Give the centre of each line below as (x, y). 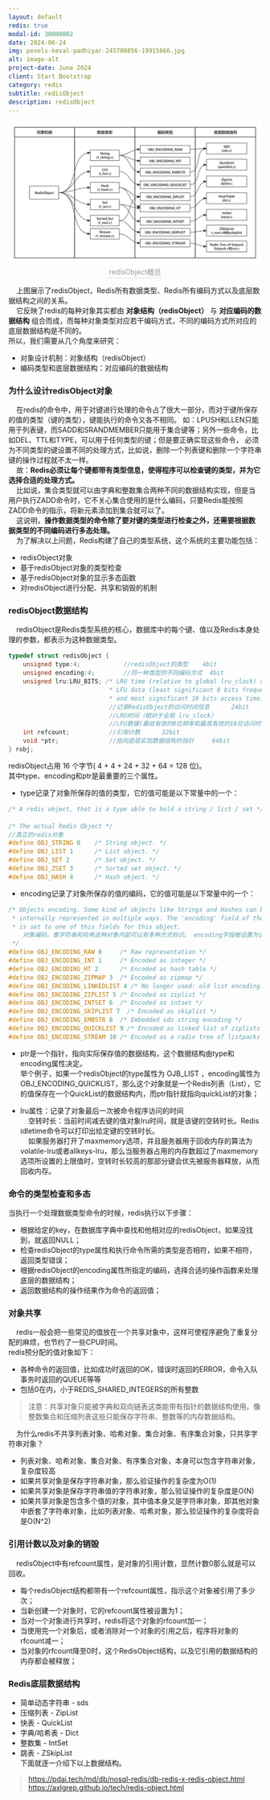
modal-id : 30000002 (41, 34)
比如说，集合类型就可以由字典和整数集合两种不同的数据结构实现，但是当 (135, 490)
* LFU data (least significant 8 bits (174, 690)
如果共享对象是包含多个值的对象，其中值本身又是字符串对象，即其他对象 (139, 1501)
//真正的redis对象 (36, 834)
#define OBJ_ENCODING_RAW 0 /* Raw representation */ (107, 952)
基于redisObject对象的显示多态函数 (78, 578)
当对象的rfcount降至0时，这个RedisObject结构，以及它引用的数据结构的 (139, 1650)
